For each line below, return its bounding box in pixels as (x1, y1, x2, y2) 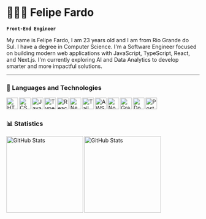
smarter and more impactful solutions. (6, 62, 103, 70)
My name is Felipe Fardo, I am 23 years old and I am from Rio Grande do (6, 36, 189, 43)
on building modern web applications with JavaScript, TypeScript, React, (6, 49, 190, 57)
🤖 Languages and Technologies (6, 83, 102, 92)
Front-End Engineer (6, 26, 56, 32)
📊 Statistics (6, 119, 44, 128)
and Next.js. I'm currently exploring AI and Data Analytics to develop (6, 56, 179, 63)
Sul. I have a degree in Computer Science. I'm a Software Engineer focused (6, 43, 197, 50)
